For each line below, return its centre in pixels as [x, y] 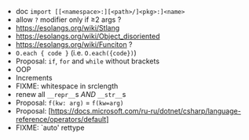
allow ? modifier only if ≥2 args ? [68, 20]
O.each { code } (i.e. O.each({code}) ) [76, 53]
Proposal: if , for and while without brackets [87, 61]
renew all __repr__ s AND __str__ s [71, 94]
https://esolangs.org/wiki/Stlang [68, 28]
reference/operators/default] [62, 119]
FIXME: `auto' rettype [50, 127]
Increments [34, 78]
